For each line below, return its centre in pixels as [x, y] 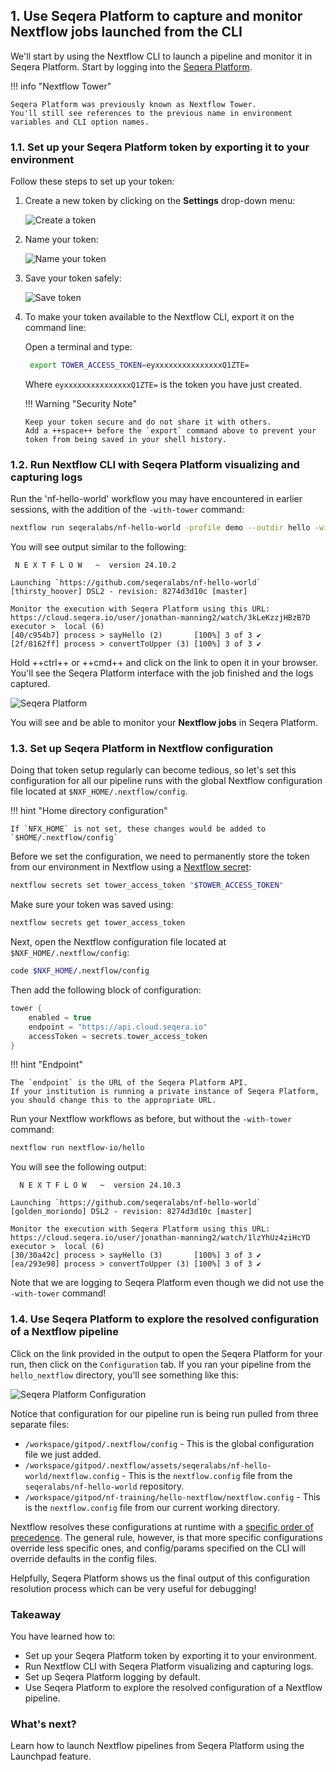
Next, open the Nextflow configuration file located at [118, 942]
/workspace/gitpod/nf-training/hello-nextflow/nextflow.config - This [172, 1496]
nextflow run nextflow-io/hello [77, 1148]
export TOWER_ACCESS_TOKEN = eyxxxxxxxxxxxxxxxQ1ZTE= [139, 365]
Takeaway [36, 1614]
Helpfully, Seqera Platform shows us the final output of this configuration [160, 1578]
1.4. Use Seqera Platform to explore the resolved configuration [165, 1319]
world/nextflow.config [72, 1476]
